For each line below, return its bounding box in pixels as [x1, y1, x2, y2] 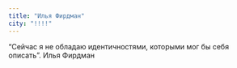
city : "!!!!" [8, 19, 53, 28]
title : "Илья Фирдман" [8, 11, 85, 20]
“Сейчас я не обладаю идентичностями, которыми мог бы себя [8, 41, 229, 51]
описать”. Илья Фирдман [8, 50, 95, 60]
